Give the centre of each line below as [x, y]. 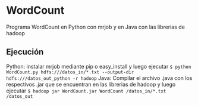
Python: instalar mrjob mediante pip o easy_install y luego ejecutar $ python [99, 66]
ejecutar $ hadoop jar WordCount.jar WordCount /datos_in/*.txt [86, 91]
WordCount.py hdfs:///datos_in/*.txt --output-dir [70, 72]
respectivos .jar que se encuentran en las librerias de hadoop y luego [91, 84]
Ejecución [25, 52]
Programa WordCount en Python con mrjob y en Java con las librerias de [96, 27]
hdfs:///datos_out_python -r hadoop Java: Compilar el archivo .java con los [99, 78]
